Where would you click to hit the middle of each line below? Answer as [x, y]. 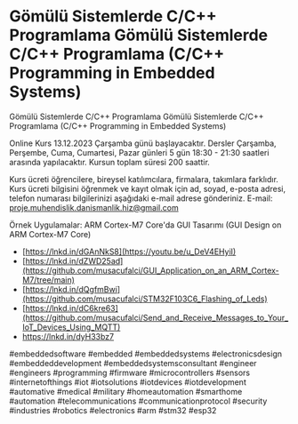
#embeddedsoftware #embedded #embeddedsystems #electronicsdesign [146, 354]
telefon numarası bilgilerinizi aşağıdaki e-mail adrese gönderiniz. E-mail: [141, 198]
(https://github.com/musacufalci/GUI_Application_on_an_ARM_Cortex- [151, 270]
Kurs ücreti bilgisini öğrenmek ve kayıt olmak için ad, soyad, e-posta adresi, [148, 188]
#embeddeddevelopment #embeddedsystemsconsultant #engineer [133, 363]
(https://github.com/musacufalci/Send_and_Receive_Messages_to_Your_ [155, 317]
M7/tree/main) [48, 280]
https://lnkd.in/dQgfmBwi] [73, 289]
